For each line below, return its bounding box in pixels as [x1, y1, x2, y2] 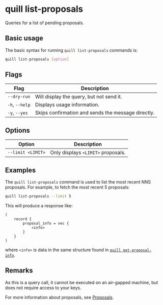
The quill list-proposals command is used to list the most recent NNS [5, 179, 151, 185]
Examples [5, 166, 36, 174]
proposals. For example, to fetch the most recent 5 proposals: [5, 184, 130, 191]
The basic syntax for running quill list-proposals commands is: [5, 47, 138, 53]
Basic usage [5, 34, 43, 42]
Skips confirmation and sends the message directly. [35, 110, 155, 116]
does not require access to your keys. [5, 285, 81, 291]
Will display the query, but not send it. [35, 93, 122, 100]
